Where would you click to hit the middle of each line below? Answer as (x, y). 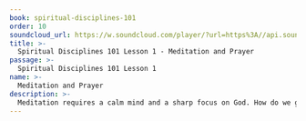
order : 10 (28, 26)
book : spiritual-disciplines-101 (73, 18)
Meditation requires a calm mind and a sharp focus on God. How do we (154, 102)
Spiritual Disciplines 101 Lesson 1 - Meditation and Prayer (136, 52)
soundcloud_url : (40, 35)
